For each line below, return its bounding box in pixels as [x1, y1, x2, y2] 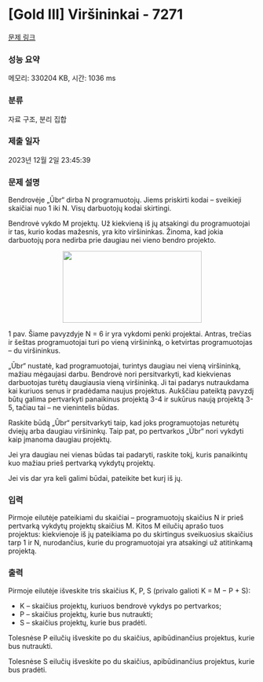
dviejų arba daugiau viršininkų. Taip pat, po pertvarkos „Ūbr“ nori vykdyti [8, 427, 244, 436]
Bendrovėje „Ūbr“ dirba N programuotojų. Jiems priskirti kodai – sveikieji [8, 195, 242, 205]
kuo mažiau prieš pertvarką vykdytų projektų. [8, 458, 155, 468]
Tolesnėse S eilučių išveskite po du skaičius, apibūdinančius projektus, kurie [8, 656, 255, 665]
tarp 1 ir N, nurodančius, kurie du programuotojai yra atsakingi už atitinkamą [8, 538, 254, 548]
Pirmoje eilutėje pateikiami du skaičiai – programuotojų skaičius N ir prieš [8, 513, 244, 522]
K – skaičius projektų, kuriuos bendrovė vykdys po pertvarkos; [19, 601, 222, 610]
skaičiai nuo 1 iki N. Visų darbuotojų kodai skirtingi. [8, 203, 172, 213]
